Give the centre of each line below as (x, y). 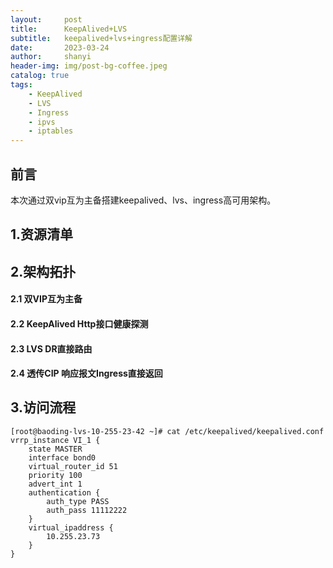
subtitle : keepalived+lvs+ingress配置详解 (101, 38)
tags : (21, 85)
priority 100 (55, 475)
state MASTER (55, 449)
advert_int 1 (55, 484)
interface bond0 (62, 457)
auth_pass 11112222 (87, 510)
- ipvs (42, 122)
